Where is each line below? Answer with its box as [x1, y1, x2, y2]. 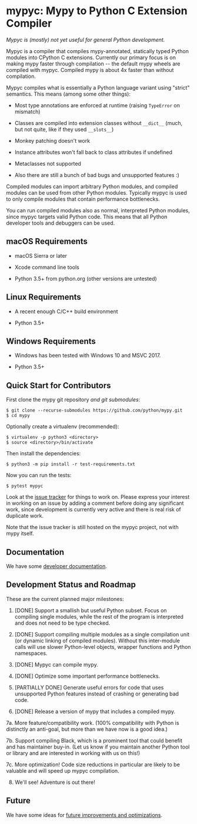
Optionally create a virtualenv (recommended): [6, 423, 119, 430]
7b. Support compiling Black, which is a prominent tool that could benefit [6, 737, 182, 744]
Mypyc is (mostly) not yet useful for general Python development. [6, 36, 165, 43]
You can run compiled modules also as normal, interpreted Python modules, [6, 206, 190, 214]
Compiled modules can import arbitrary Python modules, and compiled [6, 183, 178, 190]
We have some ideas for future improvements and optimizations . [6, 811, 163, 818]
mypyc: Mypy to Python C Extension [6, 4, 188, 18]
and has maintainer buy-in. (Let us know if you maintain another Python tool [6, 743, 190, 750]
